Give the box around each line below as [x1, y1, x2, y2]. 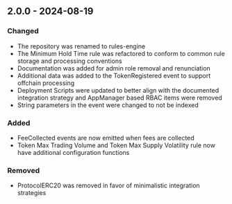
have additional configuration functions [17, 148, 130, 156]
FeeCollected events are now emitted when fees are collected [17, 133, 194, 142]
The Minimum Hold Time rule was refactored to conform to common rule [17, 49, 226, 57]
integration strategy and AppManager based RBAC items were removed [17, 93, 222, 102]
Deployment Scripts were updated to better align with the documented [17, 86, 219, 94]
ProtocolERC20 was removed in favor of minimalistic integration [17, 181, 200, 189]
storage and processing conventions [17, 57, 123, 65]
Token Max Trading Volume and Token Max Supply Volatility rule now [17, 141, 215, 149]
